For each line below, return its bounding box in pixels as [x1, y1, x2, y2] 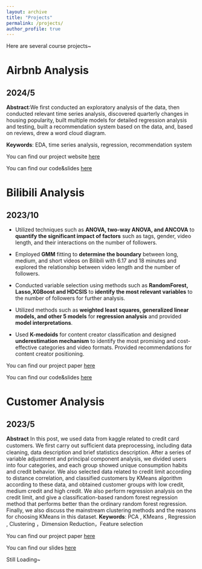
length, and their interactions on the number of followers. [15, 239, 157, 246]
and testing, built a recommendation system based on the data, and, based [6, 123, 194, 130]
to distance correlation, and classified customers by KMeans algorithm [6, 474, 183, 482]
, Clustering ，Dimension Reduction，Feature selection [6, 521, 143, 528]
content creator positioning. [15, 350, 85, 358]
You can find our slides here [6, 544, 77, 551]
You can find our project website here [6, 153, 100, 161]
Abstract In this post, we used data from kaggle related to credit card [6, 435, 180, 442]
